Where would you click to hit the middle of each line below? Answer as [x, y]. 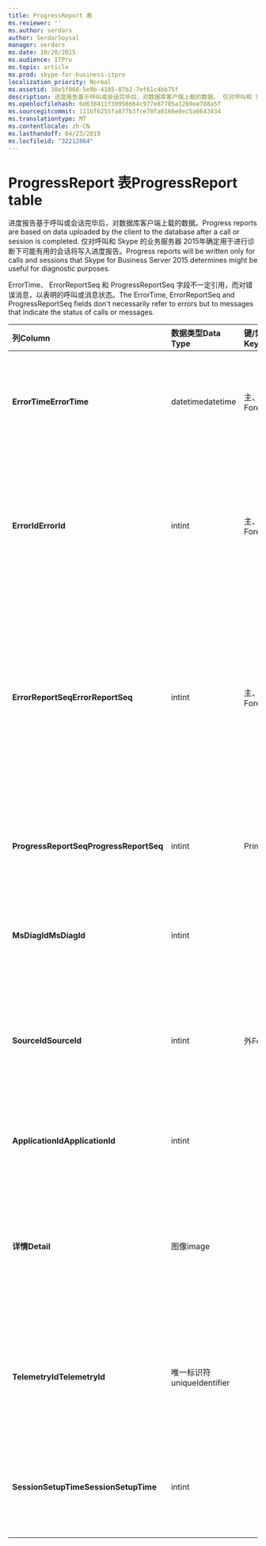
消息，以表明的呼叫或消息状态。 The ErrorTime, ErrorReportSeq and [125, 295]
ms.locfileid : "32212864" [51, 141]
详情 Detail [31, 1247]
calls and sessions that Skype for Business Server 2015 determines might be [133, 260]
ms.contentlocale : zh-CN [49, 126]
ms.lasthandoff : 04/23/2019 [55, 133]
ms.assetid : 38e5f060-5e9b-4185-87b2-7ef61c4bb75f [93, 89]
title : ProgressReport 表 [50, 15]
